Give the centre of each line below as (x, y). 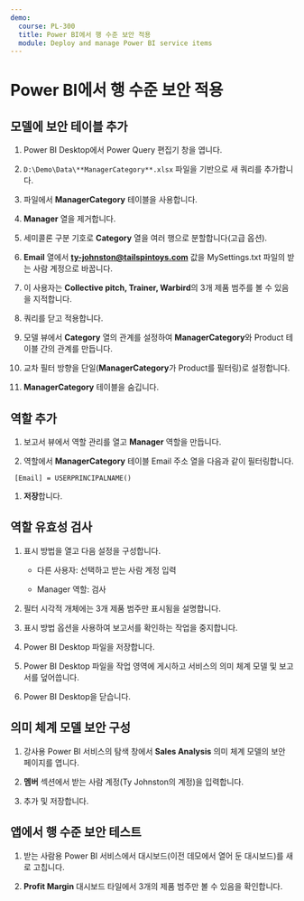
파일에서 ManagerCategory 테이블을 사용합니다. (110, 200)
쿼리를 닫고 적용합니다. (63, 318)
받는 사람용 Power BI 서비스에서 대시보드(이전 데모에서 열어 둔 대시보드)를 (153, 856)
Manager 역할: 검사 (71, 589)
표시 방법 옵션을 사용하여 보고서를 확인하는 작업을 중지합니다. (130, 627)
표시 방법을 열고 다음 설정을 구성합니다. (92, 550)
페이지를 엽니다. (51, 762)
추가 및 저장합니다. (56, 801)
